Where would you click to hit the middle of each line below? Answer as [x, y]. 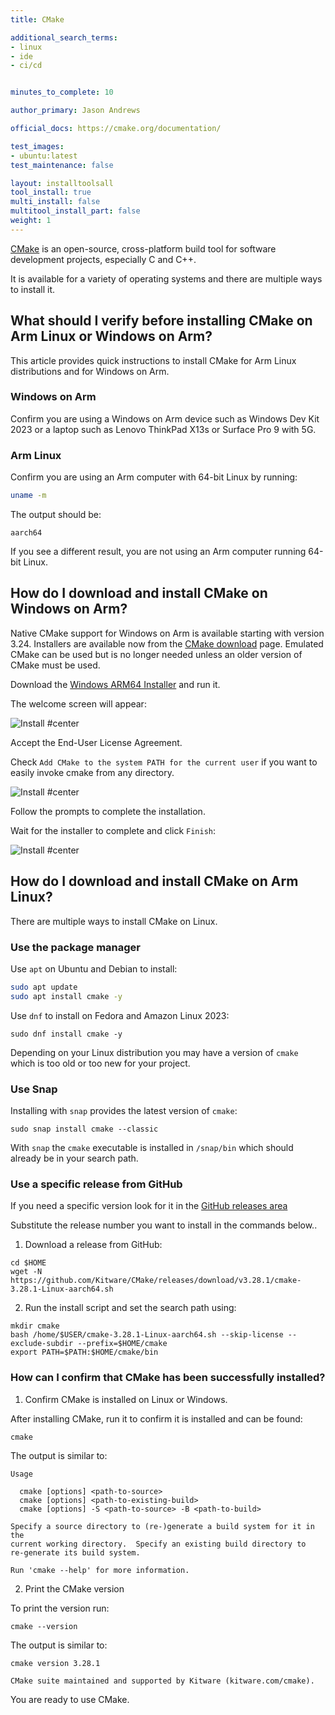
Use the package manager [75, 947]
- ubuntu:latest [44, 156]
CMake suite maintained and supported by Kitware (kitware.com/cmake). [162, 1681]
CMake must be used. [55, 665]
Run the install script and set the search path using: [130, 1308]
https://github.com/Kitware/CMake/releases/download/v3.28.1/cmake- [156, 1281]
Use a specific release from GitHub [96, 1184]
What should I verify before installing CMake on [161, 321]
